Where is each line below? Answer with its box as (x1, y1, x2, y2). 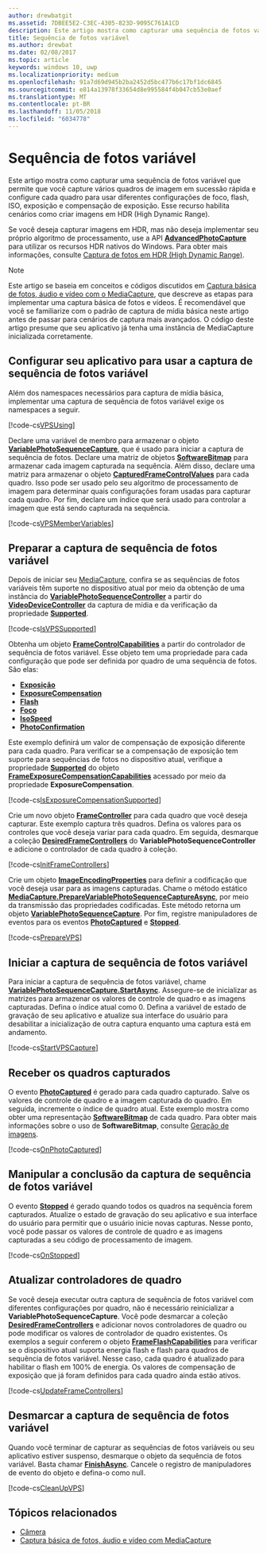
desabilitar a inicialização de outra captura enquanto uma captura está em (8, 1019, 252, 1029)
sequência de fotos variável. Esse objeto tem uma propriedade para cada (8, 648, 248, 658)
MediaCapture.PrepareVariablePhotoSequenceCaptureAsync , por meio (8, 892, 249, 902)
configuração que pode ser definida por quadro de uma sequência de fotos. (8, 656, 257, 666)
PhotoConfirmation (19, 722, 85, 732)
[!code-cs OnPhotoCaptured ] (8, 1145, 102, 1154)
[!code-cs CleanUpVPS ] (8, 1483, 85, 1493)
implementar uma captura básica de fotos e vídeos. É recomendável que (8, 297, 246, 307)
